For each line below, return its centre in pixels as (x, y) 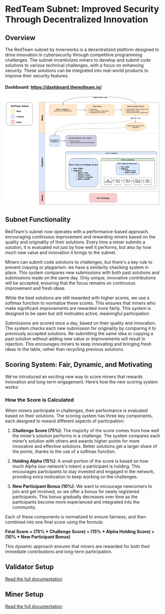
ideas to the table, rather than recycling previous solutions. (65, 349)
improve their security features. (37, 76)
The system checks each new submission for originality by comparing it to (81, 328)
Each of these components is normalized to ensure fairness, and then (76, 516)
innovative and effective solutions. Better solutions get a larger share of (85, 446)
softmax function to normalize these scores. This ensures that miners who (81, 303)
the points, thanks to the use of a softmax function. (64, 451)
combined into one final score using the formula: (54, 522)
